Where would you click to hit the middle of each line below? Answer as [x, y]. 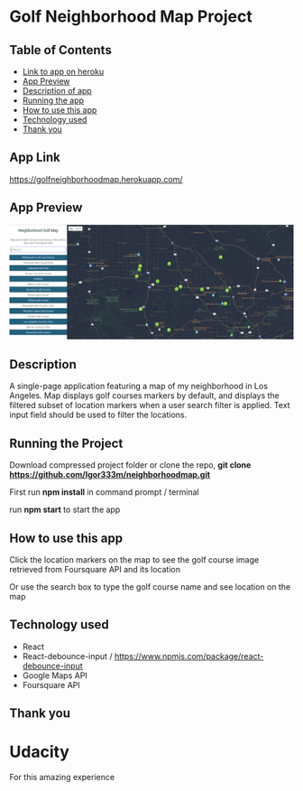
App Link [35, 158]
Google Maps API [55, 675]
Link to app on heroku [63, 71]
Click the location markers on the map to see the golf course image [134, 560]
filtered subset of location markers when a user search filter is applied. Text [150, 405]
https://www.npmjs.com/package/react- [189, 656]
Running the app [53, 100]
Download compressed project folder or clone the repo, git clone [130, 465]
